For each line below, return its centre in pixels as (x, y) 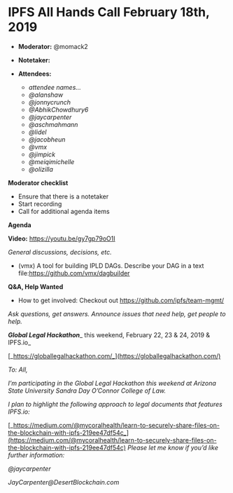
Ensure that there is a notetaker (63, 196)
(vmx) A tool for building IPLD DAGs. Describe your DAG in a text (111, 265)
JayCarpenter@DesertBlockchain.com (64, 482)
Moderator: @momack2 (53, 46)
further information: (36, 455)
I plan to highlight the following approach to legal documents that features (115, 404)
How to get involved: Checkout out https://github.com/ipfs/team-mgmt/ (121, 300)
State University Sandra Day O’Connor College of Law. (87, 391)
